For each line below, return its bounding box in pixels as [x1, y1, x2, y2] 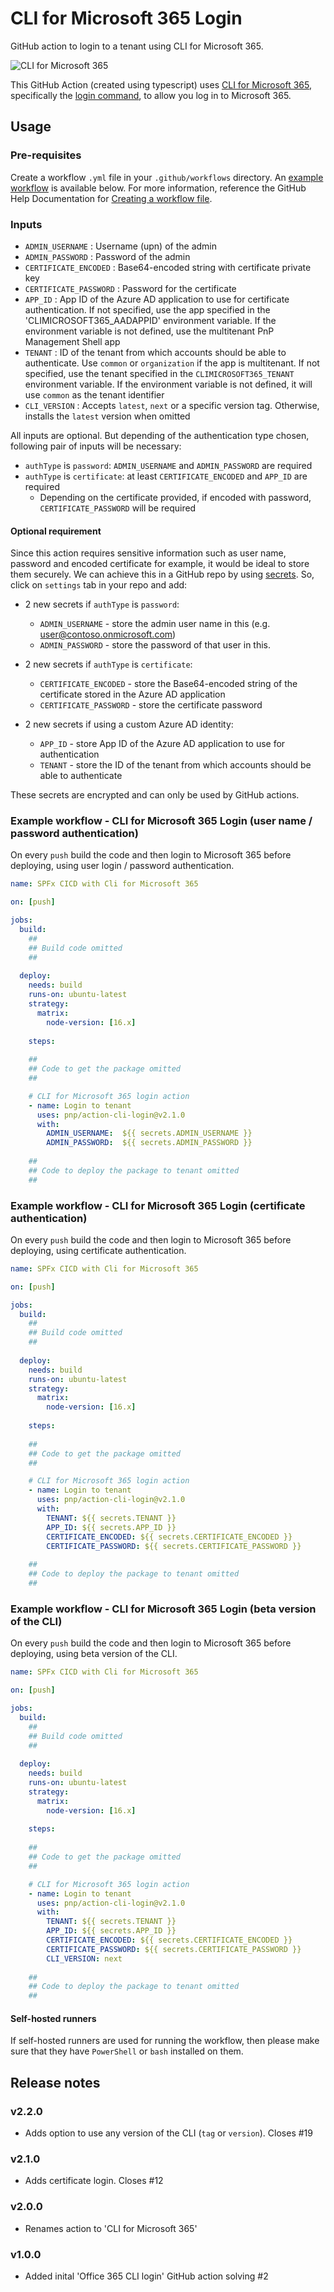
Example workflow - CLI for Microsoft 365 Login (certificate [10, 1198, 306, 1212]
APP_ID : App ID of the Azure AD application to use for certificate [24, 293, 290, 305]
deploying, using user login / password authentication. [10, 860, 235, 872]
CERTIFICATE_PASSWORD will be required [39, 502, 197, 514]
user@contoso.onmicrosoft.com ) [39, 628, 177, 641]
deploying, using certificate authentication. [10, 1244, 187, 1256]
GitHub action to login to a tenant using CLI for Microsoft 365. [10, 40, 264, 52]
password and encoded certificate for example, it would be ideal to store [10, 558, 310, 570]
